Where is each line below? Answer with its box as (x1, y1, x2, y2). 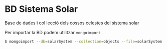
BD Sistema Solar (5, 3, 78, 15)
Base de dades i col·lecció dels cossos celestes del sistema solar (5, 20, 139, 26)
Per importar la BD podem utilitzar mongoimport (5, 29, 101, 35)
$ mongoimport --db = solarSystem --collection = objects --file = (5, 39, 137, 44)
